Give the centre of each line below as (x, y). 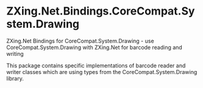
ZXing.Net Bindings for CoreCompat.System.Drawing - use (80, 41)
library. (15, 78)
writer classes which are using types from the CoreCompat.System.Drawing (102, 72)
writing (15, 53)
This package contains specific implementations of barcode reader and (96, 66)
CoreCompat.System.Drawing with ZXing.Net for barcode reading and (94, 47)
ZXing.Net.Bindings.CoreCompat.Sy (101, 11)
